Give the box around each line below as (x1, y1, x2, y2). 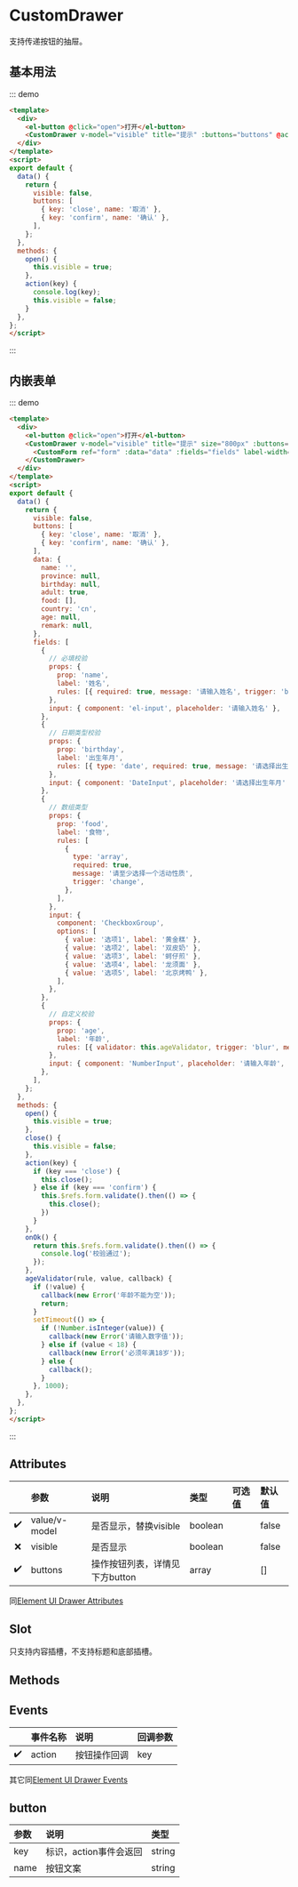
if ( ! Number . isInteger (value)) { (41, 1324, 165, 1333)
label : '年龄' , (56, 1034, 111, 1043)
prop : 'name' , (56, 670, 109, 680)
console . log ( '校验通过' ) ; (41, 1249, 131, 1258)
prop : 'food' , (56, 819, 109, 828)
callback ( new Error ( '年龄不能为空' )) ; (41, 1290, 176, 1299)
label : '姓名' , (56, 679, 111, 688)
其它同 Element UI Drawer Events (9, 1774, 129, 1785)
